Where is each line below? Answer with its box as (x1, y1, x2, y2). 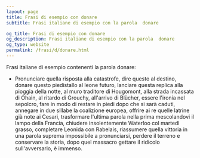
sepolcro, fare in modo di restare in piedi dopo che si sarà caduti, (14, 100, 176, 107)
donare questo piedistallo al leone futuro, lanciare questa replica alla (14, 81, 183, 88)
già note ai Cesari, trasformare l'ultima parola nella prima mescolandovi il (14, 113, 194, 120)
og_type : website (6, 42, 50, 48)
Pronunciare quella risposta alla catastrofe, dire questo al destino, (14, 75, 177, 82)
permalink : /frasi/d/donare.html (6, 47, 90, 54)
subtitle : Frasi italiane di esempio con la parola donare (6, 20, 159, 26)
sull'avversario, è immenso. (14, 144, 82, 152)
